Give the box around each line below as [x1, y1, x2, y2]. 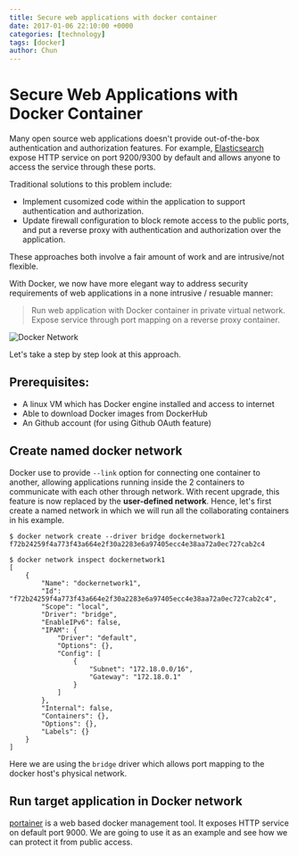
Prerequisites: [9, 375, 89, 390]
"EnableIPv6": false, [41, 618, 122, 627]
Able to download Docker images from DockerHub [21, 408, 208, 419]
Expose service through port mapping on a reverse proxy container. [30, 314, 280, 326]
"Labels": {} [41, 727, 90, 736]
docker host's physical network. [9, 768, 128, 778]
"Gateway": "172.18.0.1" [88, 672, 181, 681]
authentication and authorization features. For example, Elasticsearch [9, 143, 265, 154]
